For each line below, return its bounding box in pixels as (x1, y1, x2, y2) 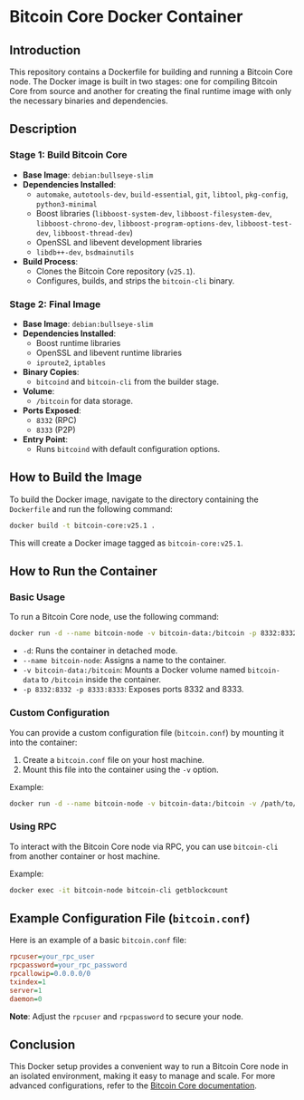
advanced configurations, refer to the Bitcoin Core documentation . (9, 1080, 258, 1091)
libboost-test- (235, 219, 293, 228)
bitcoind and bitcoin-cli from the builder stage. (35, 376, 220, 387)
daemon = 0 (9, 994, 43, 1003)
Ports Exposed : (22, 405, 81, 416)
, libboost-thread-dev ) (48, 227, 134, 237)
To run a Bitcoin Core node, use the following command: (9, 612, 220, 622)
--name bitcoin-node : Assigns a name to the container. (22, 655, 227, 666)
